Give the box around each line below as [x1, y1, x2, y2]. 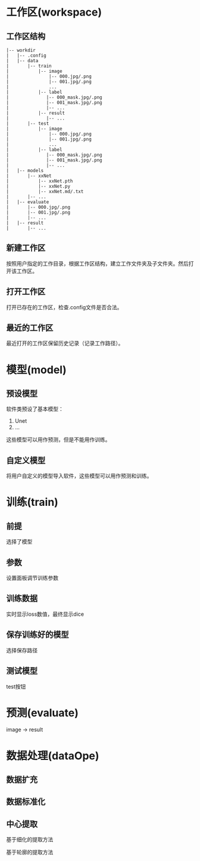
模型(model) [6, 363, 67, 377]
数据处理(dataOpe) [6, 749, 99, 762]
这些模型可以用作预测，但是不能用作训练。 [6, 436, 111, 443]
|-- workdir [6, 47, 36, 53]
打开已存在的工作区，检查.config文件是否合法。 [6, 303, 123, 311]
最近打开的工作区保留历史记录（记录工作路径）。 [6, 340, 124, 347]
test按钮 [6, 683, 26, 690]
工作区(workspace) [6, 5, 102, 19]
